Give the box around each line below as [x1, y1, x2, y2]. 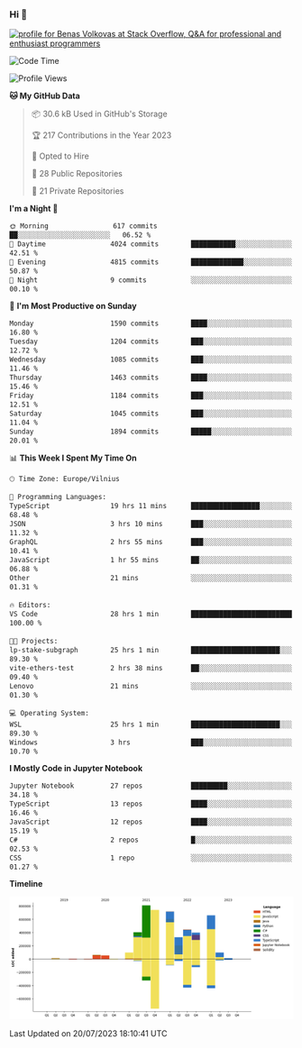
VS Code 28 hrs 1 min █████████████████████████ [9, 610, 293, 619]
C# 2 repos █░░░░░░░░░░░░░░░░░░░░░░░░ [9, 835, 293, 845]
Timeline [9, 879, 43, 889]
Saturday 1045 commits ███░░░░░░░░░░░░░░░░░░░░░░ [9, 409, 293, 418]
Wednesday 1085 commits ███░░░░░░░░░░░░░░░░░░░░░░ [9, 355, 293, 364]
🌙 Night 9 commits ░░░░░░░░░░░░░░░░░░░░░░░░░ [9, 276, 293, 285]
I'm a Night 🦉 [9, 203, 59, 214]
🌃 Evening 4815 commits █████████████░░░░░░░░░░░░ [9, 258, 293, 267]
